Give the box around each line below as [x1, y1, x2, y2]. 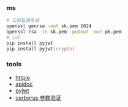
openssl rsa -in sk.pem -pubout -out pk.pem [6, 29, 122, 35]
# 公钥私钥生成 [6, 18, 40, 24]
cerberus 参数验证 [15, 94, 62, 101]
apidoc [15, 80, 33, 88]
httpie [15, 74, 31, 81]
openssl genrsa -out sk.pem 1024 [6, 23, 92, 29]
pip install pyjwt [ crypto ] [6, 46, 75, 52]
